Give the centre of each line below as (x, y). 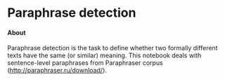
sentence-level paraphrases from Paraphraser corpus (85, 63)
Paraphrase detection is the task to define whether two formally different (112, 48)
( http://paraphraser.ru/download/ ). (57, 71)
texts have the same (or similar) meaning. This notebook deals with (104, 56)
